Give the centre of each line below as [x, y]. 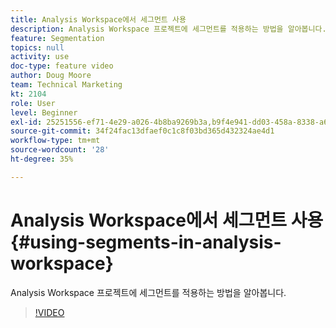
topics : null [37, 47]
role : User [33, 103]
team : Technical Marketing [66, 85]
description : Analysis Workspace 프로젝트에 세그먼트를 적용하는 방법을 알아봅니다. [168, 29]
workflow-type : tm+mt [55, 141]
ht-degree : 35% [42, 159]
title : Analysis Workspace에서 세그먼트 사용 [98, 19]
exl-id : [26, 122]
